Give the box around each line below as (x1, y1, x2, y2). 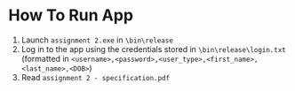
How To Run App (8, 5, 134, 26)
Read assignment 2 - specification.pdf (20, 72, 171, 82)
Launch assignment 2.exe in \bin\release (20, 34, 174, 45)
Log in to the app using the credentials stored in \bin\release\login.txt (20, 43, 286, 54)
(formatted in (20, 53, 70, 64)
